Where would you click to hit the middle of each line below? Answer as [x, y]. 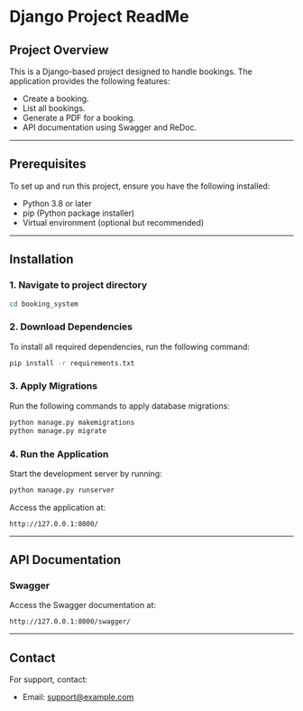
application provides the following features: [90, 81]
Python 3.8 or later [57, 203]
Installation [41, 259]
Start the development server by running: [86, 473]
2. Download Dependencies [71, 327]
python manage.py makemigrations [72, 422]
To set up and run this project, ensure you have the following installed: [140, 186]
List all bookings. [54, 108]
